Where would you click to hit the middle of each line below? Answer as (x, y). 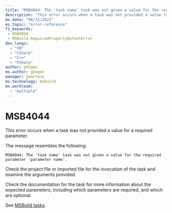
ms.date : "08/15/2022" (29, 19)
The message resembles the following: (46, 146)
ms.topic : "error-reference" (36, 24)
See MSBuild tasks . (26, 205)
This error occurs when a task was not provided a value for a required (79, 131)
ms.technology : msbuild (31, 81)
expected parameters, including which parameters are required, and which (84, 190)
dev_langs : (17, 44)
